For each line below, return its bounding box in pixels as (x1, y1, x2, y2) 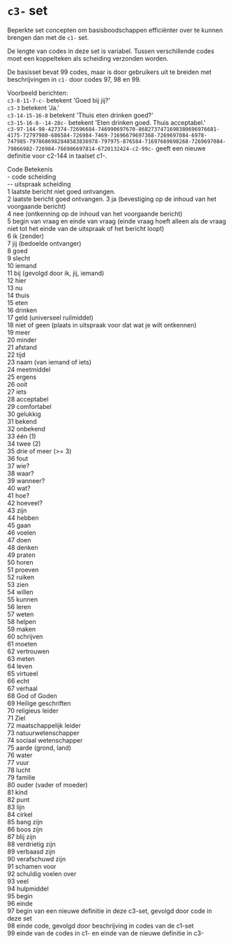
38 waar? (7, 469, 34, 477)
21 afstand (7, 343, 37, 351)
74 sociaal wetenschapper (7, 736, 83, 744)
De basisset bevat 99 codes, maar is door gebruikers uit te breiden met (7, 68, 212, 76)
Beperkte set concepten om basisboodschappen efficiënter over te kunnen (7, 26, 223, 34)
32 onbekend (7, 424, 45, 433)
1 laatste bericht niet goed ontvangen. (7, 187, 116, 195)
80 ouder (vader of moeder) (7, 780, 89, 789)
